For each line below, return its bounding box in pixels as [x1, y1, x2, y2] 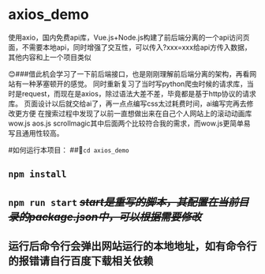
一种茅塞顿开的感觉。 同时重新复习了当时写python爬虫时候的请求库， [21, 79, 247, 88]
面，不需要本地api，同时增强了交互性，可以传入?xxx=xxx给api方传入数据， [8, 42, 252, 52]
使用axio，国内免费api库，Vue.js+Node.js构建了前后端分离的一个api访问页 [8, 32, 250, 42]
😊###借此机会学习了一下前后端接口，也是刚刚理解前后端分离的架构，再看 [8, 69, 250, 78]
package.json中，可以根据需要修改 [28, 210, 202, 223]
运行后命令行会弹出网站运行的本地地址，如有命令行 [8, 239, 257, 253]
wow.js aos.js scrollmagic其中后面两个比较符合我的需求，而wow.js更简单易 [8, 118, 251, 128]
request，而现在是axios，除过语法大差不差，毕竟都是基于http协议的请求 [21, 88, 256, 98]
